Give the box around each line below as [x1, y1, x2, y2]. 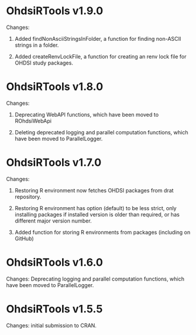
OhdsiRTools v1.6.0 [6, 256, 104, 269]
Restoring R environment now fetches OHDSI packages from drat [14, 186, 174, 194]
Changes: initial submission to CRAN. [6, 321, 97, 329]
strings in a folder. [14, 41, 59, 49]
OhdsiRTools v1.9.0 [6, 4, 104, 18]
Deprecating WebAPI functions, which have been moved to [14, 111, 159, 118]
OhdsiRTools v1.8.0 [6, 80, 104, 94]
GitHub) [14, 235, 34, 242]
